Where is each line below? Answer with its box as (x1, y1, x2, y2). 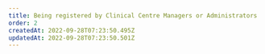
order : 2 (8, 19, 38, 27)
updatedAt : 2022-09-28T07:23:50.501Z (8, 33, 135, 42)
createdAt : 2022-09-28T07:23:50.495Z (8, 26, 135, 34)
